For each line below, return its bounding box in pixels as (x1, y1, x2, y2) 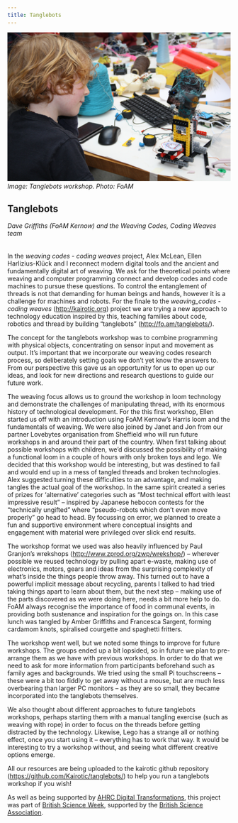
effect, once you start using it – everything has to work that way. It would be (7, 736, 229, 744)
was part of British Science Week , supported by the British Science (7, 801, 203, 810)
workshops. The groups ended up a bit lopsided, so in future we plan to (7, 646, 216, 655)
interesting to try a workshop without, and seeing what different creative (7, 743, 218, 752)
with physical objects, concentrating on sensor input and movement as (7, 341, 214, 349)
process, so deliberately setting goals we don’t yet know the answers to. (7, 356, 219, 365)
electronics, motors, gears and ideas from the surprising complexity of (7, 565, 213, 573)
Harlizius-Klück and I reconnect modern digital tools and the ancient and (7, 259, 220, 268)
